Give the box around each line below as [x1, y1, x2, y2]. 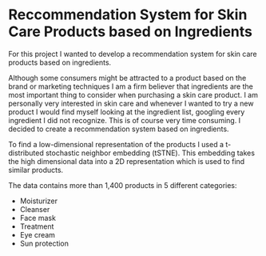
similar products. [8, 165, 64, 174]
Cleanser [19, 204, 50, 214]
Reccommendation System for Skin [8, 6, 248, 24]
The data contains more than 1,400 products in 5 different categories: [8, 180, 237, 190]
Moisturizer [19, 196, 58, 206]
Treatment [19, 222, 54, 231]
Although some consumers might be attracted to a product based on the [8, 73, 247, 82]
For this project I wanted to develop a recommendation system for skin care [8, 49, 257, 58]
